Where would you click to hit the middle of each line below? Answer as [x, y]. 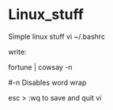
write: [17, 51]
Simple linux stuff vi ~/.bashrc [56, 36]
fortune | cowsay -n [40, 67]
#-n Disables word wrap [47, 82]
